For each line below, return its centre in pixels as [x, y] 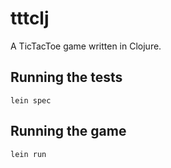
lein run [28, 154]
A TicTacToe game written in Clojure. [86, 46]
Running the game [68, 131]
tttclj [30, 18]
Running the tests [66, 77]
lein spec [31, 100]
